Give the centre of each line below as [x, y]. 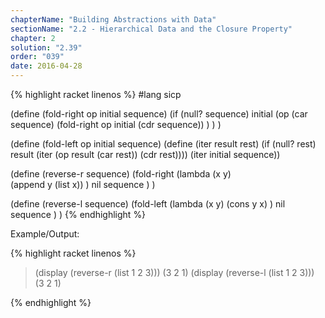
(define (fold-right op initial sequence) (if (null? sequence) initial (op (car [159, 114]
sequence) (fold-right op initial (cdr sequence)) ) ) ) [116, 124]
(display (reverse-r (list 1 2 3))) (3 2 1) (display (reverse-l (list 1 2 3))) [174, 272]
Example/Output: [45, 234]
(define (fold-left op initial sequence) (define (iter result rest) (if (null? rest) [163, 144]
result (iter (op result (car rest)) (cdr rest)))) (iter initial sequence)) [145, 154]
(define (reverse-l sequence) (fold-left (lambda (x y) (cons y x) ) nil [148, 204]
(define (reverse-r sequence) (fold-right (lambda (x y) [121, 174]
